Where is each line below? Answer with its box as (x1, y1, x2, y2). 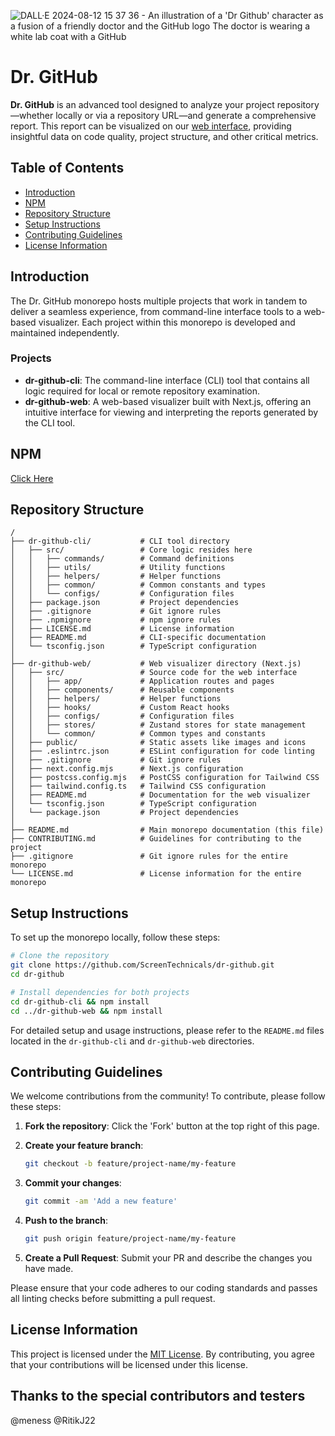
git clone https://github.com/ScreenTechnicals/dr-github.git (10, 960, 275, 970)
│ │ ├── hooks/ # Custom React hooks (10, 703, 230, 713)
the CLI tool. (24, 416, 76, 429)
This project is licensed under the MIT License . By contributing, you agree (10, 1348, 315, 1360)
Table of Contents (10, 160, 125, 177)
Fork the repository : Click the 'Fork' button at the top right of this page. (24, 1120, 320, 1132)
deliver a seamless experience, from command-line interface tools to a (10, 305, 302, 317)
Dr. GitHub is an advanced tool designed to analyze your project (10, 98, 275, 110)
